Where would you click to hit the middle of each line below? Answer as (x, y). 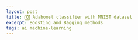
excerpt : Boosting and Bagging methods (55, 22)
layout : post (22, 11)
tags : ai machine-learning (39, 28)
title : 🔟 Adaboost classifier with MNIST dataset (69, 17)
